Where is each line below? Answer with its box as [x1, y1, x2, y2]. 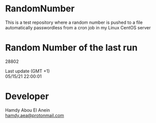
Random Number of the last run [5, 42, 138, 54]
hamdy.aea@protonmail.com [5, 112, 64, 118]
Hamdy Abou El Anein [5, 107, 50, 113]
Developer [5, 91, 49, 102]
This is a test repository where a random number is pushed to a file [5, 19, 143, 25]
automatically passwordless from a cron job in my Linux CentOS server [5, 24, 151, 30]
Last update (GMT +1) [5, 68, 50, 74]
